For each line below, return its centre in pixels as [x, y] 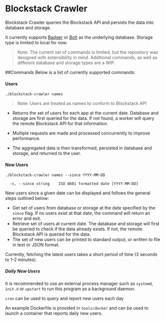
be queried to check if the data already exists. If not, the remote [77, 229]
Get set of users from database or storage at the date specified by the [84, 208]
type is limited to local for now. [36, 42]
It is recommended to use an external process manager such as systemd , [79, 284]
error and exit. [27, 218]
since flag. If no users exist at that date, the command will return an [81, 213]
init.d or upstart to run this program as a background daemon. [70, 289]
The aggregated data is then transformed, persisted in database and [82, 148]
